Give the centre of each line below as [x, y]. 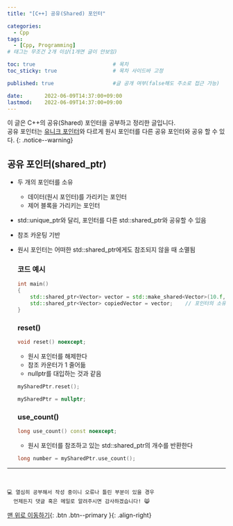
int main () [33, 284]
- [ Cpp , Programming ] [45, 46]
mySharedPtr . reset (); [48, 387]
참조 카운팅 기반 [38, 235]
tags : [15, 39]
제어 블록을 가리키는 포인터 [64, 206]
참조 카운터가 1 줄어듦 [57, 365]
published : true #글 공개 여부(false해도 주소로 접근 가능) [113, 83]
